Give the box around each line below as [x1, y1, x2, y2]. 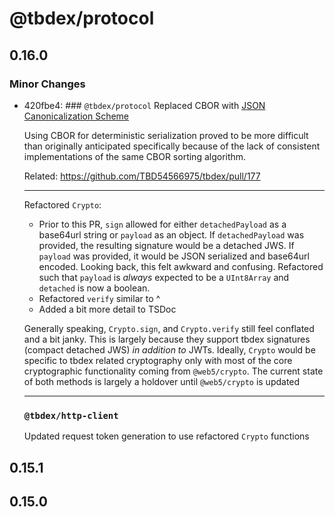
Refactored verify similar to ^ [38, 292, 161, 304]
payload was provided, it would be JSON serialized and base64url [38, 250, 310, 262]
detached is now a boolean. [38, 282, 151, 294]
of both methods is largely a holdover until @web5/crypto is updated [23, 375, 301, 387]
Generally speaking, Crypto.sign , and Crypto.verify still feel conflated [23, 322, 315, 334]
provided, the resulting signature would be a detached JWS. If [38, 239, 295, 251]
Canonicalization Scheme [23, 110, 130, 122]
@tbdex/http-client [23, 410, 119, 421]
